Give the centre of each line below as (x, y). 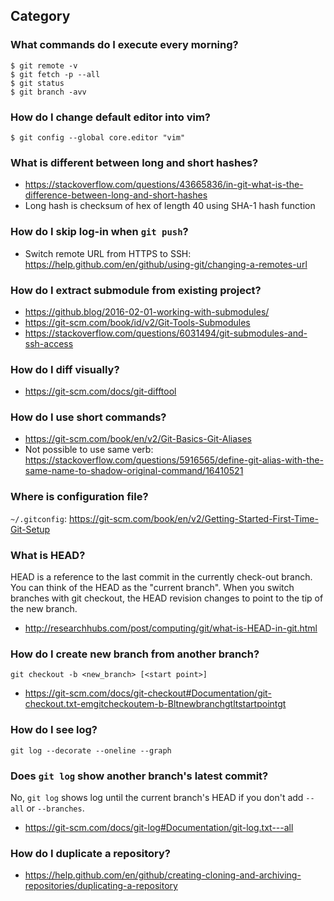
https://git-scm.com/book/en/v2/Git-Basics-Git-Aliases (138, 439)
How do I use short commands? (88, 417)
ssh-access (49, 343)
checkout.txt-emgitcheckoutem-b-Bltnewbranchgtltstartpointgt (155, 704)
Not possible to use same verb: (89, 450)
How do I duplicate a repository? (91, 853)
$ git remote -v (44, 65)
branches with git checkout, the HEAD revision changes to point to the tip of (167, 598)
